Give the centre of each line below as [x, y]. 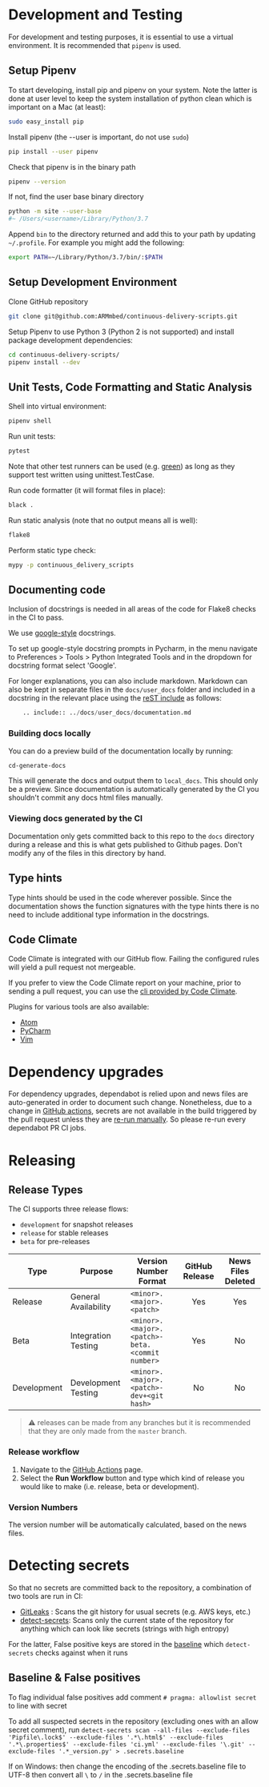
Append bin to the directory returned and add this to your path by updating [132, 235]
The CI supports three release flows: [68, 1209]
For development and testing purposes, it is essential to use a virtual [121, 37]
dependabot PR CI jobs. [47, 1128]
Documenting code [57, 590]
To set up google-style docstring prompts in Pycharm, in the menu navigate [133, 649]
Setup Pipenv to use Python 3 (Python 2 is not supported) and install [121, 331]
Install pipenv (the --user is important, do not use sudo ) [99, 137]
